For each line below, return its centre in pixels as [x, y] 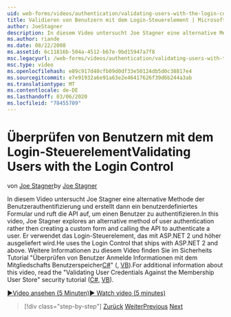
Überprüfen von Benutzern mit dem [110, 137]
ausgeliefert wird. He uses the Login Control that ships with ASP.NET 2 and [113, 243]
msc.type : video [30, 65]
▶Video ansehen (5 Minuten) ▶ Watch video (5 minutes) [87, 293]
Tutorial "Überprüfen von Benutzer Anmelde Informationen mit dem [102, 257]
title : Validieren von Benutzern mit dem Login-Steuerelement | [101, 20]
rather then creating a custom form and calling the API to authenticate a [109, 228]
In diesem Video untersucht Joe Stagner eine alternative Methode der [106, 199]
